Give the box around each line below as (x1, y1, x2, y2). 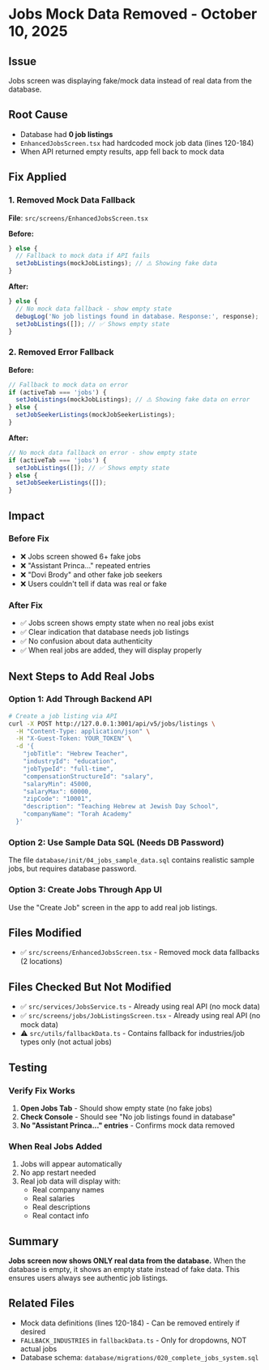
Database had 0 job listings (19, 129, 113, 139)
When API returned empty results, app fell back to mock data (19, 147, 224, 156)
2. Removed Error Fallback (8, 346, 114, 357)
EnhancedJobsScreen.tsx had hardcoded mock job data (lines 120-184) (19, 138, 254, 148)
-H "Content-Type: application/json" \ (15, 727, 151, 735)
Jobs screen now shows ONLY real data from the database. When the (8, 1256, 246, 1265)
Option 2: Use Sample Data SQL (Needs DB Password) (8, 837, 224, 848)
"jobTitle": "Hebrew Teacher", (23, 750, 129, 758)
